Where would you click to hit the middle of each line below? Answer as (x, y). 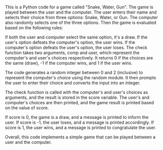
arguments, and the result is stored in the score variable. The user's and (77, 97)
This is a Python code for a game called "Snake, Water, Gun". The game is (79, 7)
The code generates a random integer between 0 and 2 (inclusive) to (74, 72)
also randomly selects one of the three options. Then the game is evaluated (81, 22)
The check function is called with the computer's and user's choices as (77, 92)
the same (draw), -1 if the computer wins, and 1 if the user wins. (69, 63)
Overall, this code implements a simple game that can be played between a (80, 137)
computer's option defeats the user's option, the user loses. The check (76, 47)
